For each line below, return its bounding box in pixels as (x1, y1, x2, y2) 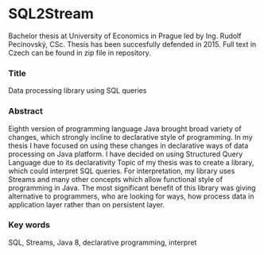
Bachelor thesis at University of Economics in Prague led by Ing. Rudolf (8, 31, 242, 41)
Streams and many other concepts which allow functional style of (8, 174, 223, 184)
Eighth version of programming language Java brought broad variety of (8, 124, 243, 133)
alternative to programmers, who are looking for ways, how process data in (8, 191, 254, 201)
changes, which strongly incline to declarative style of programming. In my (8, 132, 253, 141)
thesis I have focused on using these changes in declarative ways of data (8, 141, 249, 150)
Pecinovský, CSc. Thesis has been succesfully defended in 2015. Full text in (8, 39, 257, 48)
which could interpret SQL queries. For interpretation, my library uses (8, 166, 235, 176)
